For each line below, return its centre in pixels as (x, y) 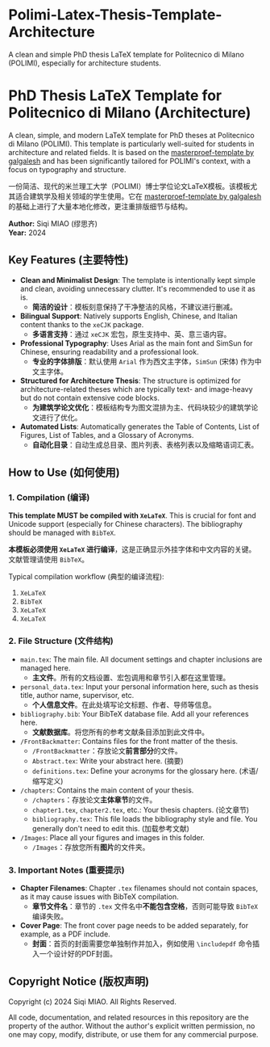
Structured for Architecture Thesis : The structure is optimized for (131, 381)
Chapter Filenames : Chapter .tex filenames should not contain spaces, (139, 888)
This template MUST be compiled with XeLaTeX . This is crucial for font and (132, 515)
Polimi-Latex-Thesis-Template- (115, 15)
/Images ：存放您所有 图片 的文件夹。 (91, 847)
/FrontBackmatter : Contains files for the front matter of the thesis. (129, 741)
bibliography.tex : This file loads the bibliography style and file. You (145, 818)
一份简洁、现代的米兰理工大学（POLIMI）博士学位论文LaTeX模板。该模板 (129, 186)
